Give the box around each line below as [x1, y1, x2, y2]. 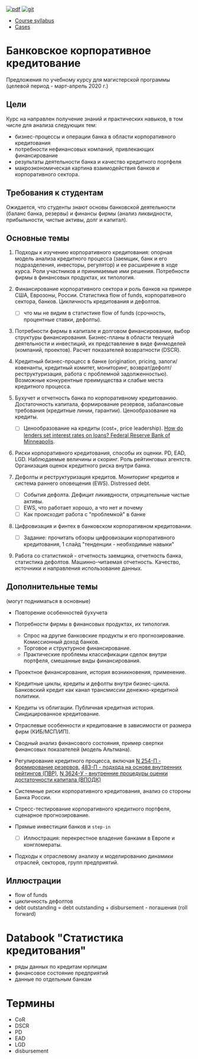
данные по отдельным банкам [14, 976, 92, 983]
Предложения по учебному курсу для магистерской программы [6, 76, 170, 83]
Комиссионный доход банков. [23, 638, 100, 645]
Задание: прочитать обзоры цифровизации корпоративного [23, 534, 176, 541]
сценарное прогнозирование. [14, 811, 90, 818]
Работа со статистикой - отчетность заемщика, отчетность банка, [14, 552, 183, 559]
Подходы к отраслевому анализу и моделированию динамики [14, 852, 173, 860]
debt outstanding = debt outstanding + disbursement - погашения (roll [14, 904, 188, 911]
